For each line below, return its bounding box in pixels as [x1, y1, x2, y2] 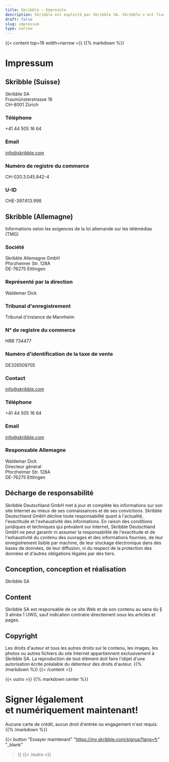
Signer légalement [5, 694, 84, 706]
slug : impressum [5, 21, 39, 27]
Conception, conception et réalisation [5, 565, 126, 574]
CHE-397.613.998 [5, 198, 42, 204]
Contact [5, 374, 26, 382]
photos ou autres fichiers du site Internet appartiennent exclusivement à [5, 651, 155, 657]
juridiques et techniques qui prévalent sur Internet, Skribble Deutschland [5, 524, 155, 530]
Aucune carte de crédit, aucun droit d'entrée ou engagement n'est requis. [5, 721, 158, 727]
